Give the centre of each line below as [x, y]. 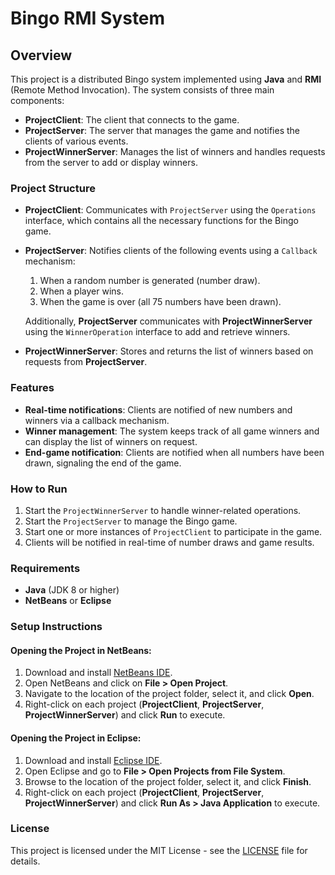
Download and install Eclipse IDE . [93, 760]
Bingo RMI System [88, 18]
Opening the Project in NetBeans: [81, 650]
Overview [41, 55]
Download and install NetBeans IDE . [98, 673]
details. [25, 861]
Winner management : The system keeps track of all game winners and [172, 431]
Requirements [45, 568]
